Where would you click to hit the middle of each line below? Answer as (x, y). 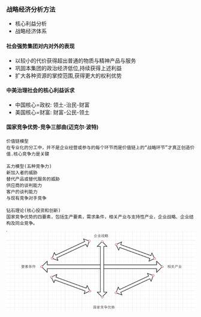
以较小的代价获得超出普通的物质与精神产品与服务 (75, 61)
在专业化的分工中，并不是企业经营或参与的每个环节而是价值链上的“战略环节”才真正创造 (98, 147)
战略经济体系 (31, 31)
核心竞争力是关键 (31, 154)
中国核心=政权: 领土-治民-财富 (52, 105)
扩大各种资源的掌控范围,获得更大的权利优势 (68, 76)
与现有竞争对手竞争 (26, 198)
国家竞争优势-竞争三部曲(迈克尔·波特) (52, 127)
